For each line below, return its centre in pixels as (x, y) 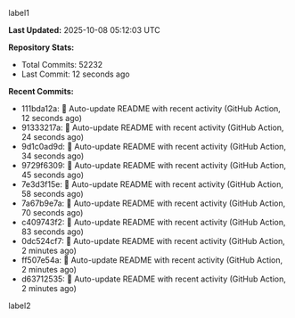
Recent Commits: (41, 91)
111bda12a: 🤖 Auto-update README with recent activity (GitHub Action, (151, 109)
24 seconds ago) (53, 137)
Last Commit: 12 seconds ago (75, 74)
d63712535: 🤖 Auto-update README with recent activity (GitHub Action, (154, 279)
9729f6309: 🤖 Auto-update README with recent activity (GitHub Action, (154, 165)
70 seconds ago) (52, 212)
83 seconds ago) (52, 232)
